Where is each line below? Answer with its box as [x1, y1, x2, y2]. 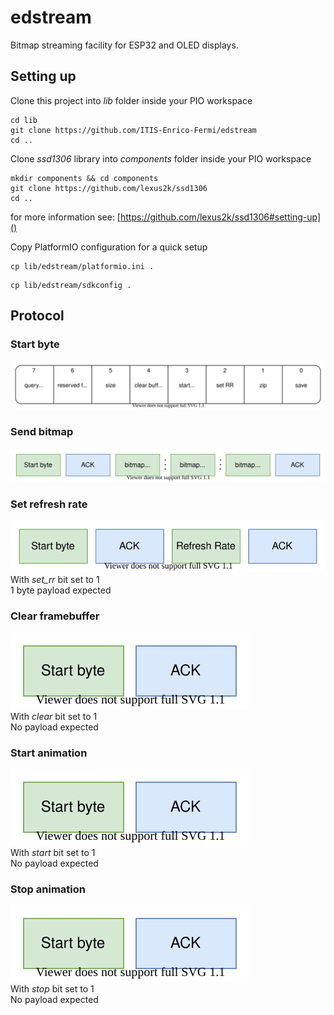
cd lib [10, 115, 38, 125]
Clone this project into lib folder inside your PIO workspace [10, 94, 253, 106]
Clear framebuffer [10, 609, 100, 623]
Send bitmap [10, 425, 74, 439]
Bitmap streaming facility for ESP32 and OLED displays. [10, 39, 239, 51]
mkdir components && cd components [10, 173, 159, 183]
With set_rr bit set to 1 [10, 574, 100, 586]
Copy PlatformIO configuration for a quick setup [10, 241, 208, 253]
